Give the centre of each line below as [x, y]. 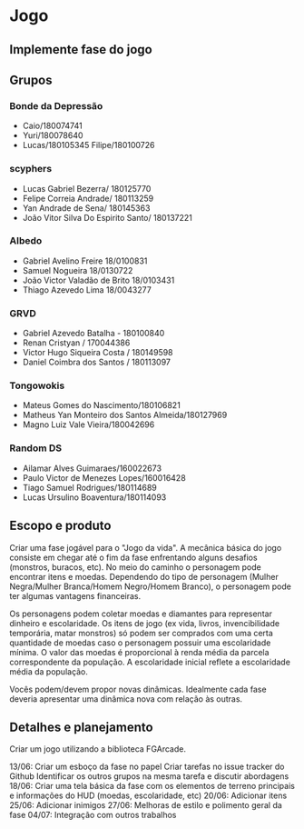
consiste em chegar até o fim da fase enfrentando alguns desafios [133, 557]
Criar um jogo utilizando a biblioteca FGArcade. [98, 749]
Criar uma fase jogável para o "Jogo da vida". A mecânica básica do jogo [146, 547]
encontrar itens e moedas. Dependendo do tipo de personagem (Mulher [144, 576]
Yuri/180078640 [53, 135]
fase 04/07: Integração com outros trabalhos [93, 815]
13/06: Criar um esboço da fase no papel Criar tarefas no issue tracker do [147, 767]
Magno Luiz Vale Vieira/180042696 [88, 424]
